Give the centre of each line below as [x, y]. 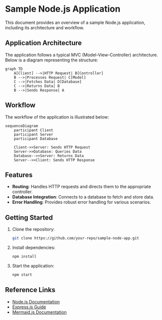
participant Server [34, 134]
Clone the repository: [33, 229]
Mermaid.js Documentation [39, 312]
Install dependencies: [34, 248]
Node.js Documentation [36, 301]
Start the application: [33, 266]
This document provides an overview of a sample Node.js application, [75, 22]
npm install [24, 257]
